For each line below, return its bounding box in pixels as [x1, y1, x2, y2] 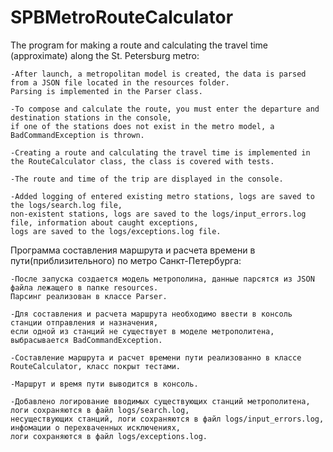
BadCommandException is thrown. [10, 130, 145, 140]
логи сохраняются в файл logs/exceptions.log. [10, 431, 208, 441]
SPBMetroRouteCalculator [10, 6, 234, 29]
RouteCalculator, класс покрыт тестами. [10, 361, 182, 371]
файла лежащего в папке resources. [10, 282, 159, 293]
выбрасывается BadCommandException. [10, 335, 163, 345]
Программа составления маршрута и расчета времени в [10, 244, 256, 256]
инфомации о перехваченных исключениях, [10, 422, 182, 433]
